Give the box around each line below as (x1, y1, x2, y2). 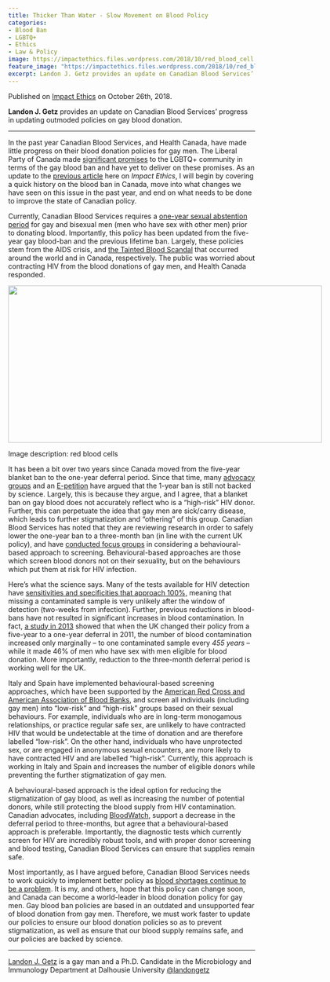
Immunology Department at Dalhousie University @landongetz (8, 965, 210, 974)
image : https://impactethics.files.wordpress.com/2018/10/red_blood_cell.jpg (8, 56, 268, 64)
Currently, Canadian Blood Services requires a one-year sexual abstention (8, 211, 248, 221)
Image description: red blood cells (8, 449, 118, 458)
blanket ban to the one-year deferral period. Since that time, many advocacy (8, 472, 256, 482)
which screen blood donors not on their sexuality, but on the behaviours (8, 555, 241, 566)
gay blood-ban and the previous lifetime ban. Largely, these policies (24, 236, 245, 246)
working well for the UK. (8, 663, 86, 672)
